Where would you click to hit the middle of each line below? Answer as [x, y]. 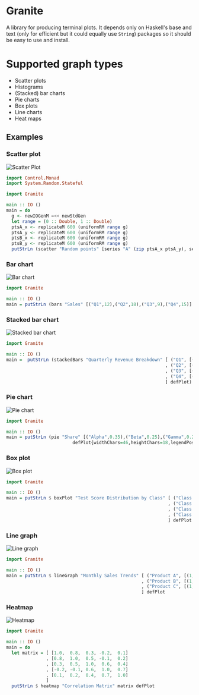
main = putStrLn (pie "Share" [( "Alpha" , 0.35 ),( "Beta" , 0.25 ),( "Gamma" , [96, 437]
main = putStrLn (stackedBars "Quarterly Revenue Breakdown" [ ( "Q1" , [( [100, 360]
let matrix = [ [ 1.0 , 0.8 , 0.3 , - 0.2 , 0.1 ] [70, 653]
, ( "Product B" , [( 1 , [168, 581]
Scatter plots [30, 80]
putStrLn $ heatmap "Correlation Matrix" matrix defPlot [83, 686]
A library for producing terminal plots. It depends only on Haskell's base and [99, 27]
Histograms [29, 87]
